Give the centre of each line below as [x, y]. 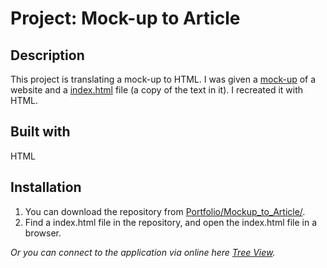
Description [47, 55]
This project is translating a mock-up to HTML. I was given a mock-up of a [163, 79]
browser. [43, 233]
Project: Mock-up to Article [125, 18]
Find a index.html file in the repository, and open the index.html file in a [171, 222]
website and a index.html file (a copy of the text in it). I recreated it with [157, 90]
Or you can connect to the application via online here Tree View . [143, 252]
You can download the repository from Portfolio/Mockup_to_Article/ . [165, 211]
